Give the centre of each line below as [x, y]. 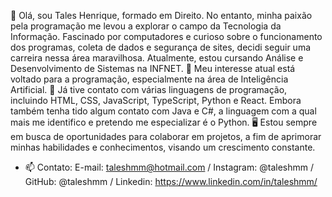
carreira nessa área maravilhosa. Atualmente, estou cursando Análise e [157, 58]
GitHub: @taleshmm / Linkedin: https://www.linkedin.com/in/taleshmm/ [171, 181]
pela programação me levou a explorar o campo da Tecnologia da [146, 26]
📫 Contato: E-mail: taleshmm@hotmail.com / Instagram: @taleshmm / [169, 167]
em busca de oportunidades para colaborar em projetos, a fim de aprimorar [166, 136]
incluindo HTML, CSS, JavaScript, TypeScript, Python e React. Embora [156, 100]
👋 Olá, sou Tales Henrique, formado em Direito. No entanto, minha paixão [161, 15]
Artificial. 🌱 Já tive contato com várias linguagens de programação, [149, 89]
